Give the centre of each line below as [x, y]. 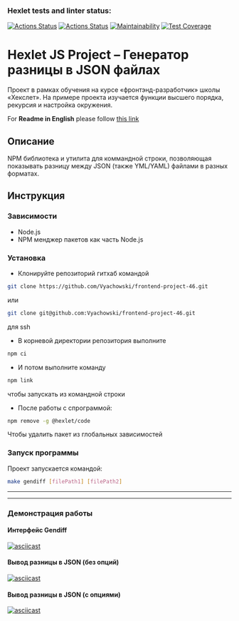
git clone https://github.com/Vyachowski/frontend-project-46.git [108, 287]
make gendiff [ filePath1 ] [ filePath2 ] [65, 481]
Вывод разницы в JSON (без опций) [63, 563]
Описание [31, 141]
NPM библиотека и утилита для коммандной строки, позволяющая [110, 158]
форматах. [23, 174]
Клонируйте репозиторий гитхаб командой [83, 274]
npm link [20, 380]
